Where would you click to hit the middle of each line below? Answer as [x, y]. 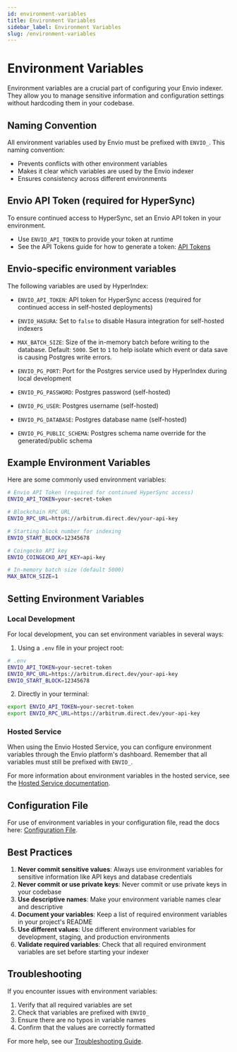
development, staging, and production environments [94, 937]
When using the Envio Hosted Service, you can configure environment [109, 747]
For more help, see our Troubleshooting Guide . [75, 1041]
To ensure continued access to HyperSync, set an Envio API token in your [114, 218]
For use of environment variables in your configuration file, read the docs [114, 823]
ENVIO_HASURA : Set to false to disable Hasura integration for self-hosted [121, 321]
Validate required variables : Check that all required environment [112, 945]
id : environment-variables [47, 14]
